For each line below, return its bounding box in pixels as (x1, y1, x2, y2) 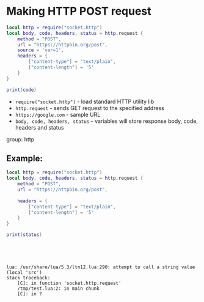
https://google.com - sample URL (15, 111, 101, 118)
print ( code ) (6, 87, 37, 93)
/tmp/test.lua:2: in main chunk (17, 285, 100, 292)
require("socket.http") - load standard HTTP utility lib (15, 98, 155, 105)
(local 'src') (6, 270, 43, 276)
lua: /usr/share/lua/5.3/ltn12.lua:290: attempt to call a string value (6, 264, 195, 270)
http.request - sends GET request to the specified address (15, 104, 165, 111)
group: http (6, 136, 35, 143)
